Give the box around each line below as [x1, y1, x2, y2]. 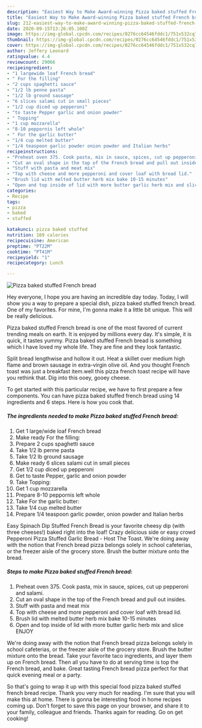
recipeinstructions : [7, 148, 59, 154]
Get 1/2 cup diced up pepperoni [15, 466, 94, 473]
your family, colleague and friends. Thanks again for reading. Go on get [7, 709, 183, 716]
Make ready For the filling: [15, 434, 80, 441]
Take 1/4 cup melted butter [15, 504, 83, 512]
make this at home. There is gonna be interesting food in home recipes [7, 696, 182, 703]
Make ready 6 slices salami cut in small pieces [15, 459, 131, 466]
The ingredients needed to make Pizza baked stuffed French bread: [7, 412, 179, 420]
